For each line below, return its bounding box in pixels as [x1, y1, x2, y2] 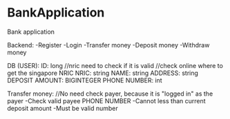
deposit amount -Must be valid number [7, 104, 119, 112]
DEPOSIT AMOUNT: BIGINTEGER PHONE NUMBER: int [7, 76, 162, 84]
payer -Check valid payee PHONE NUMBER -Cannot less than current [7, 96, 206, 105]
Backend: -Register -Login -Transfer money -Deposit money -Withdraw [7, 41, 210, 49]
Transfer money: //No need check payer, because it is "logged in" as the [7, 89, 213, 98]
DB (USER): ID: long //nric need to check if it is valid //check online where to [7, 61, 223, 69]
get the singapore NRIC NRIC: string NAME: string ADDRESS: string [7, 69, 199, 77]
